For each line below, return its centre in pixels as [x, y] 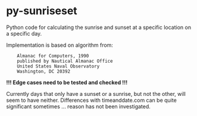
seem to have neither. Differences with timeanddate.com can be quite [91, 100]
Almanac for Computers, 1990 [53, 56]
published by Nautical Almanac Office [65, 61]
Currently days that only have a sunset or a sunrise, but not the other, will [96, 94]
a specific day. [24, 33]
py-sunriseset [42, 11]
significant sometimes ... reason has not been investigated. [78, 106]
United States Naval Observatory [58, 66]
